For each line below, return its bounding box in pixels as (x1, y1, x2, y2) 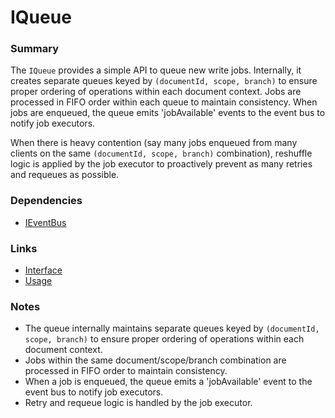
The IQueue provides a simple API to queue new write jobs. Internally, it (10, 64, 302, 76)
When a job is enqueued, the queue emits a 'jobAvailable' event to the (24, 376, 313, 388)
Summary (10, 42, 60, 56)
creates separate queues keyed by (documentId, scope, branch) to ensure (10, 75, 318, 87)
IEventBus (24, 216, 67, 228)
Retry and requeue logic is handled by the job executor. (24, 397, 253, 409)
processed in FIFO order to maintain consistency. (24, 365, 228, 377)
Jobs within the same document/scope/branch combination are (24, 354, 287, 366)
